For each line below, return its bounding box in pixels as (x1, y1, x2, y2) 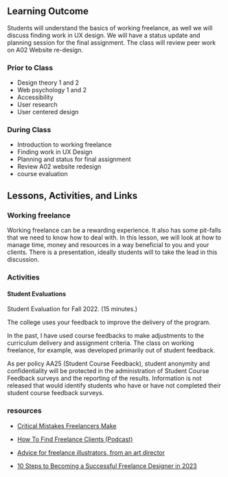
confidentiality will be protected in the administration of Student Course (7, 367, 209, 375)
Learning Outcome (7, 6, 89, 17)
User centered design (16, 108, 79, 116)
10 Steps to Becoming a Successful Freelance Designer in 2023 (16, 461, 197, 470)
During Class (7, 125, 52, 135)
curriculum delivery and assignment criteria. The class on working (7, 339, 194, 347)
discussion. (7, 255, 40, 264)
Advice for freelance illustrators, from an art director (16, 448, 166, 456)
